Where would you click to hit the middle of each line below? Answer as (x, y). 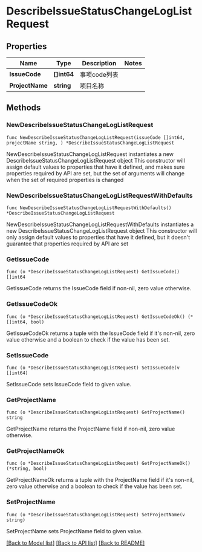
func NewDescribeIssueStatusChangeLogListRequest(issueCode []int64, (96, 137)
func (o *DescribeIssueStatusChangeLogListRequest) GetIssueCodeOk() (96, 317)
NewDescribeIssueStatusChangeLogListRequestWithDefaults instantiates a (100, 224)
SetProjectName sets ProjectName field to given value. (75, 531)
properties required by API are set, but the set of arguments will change (96, 173)
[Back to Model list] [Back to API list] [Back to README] (76, 543)
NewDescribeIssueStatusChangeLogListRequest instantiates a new (90, 154)
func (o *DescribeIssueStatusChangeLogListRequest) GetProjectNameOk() (98, 464)
